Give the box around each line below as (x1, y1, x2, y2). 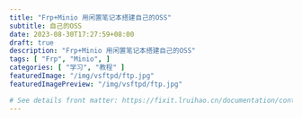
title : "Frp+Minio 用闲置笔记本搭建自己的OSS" (9, 13, 173, 22)
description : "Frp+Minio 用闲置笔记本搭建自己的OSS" (9, 47, 196, 55)
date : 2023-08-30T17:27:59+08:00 (9, 30, 135, 38)
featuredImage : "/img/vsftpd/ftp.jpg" (9, 72, 155, 81)
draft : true (9, 38, 54, 47)
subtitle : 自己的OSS (9, 21, 83, 30)
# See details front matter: (9, 96, 119, 105)
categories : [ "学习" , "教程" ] (9, 64, 126, 72)
